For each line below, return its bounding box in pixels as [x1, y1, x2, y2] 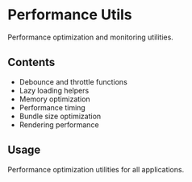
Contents [7, 56, 56, 69]
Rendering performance [19, 119, 99, 130]
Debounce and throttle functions [19, 77, 128, 86]
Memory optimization [19, 94, 90, 104]
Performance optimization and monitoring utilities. [7, 32, 174, 42]
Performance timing [19, 102, 86, 112]
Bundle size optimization [19, 111, 102, 121]
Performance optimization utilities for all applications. [7, 164, 185, 174]
